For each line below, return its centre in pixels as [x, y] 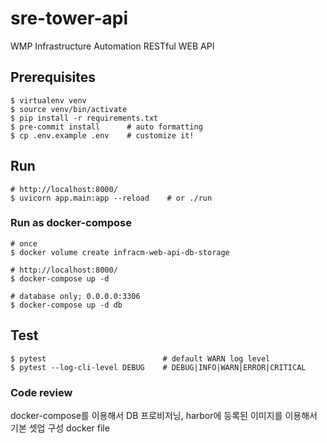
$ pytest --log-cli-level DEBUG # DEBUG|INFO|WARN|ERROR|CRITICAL [158, 367]
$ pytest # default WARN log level [140, 358]
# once [24, 243]
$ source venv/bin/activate [69, 109]
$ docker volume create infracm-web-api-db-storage [120, 252]
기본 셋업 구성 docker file [60, 428]
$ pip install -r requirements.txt [84, 118]
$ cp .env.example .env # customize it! [102, 135]
